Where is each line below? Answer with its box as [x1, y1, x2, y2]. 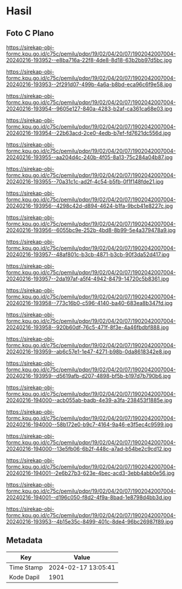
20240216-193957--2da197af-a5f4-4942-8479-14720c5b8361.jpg [6, 275, 170, 282]
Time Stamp [9, 563, 43, 572]
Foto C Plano [6, 28, 54, 38]
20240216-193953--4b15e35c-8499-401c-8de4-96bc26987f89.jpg [6, 518, 174, 525]
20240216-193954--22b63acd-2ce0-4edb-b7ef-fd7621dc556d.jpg [6, 130, 171, 136]
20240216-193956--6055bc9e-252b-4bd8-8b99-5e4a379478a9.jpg [6, 227, 176, 234]
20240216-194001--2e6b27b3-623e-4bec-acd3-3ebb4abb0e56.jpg [6, 469, 175, 477]
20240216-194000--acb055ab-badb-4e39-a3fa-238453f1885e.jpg [6, 396, 172, 404]
